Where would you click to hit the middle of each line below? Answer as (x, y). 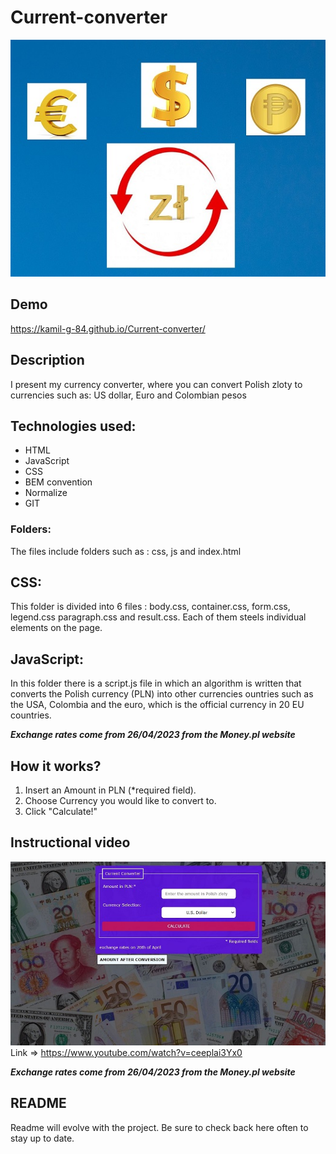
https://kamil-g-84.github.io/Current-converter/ (108, 328)
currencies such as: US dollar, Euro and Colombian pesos (128, 395)
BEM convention (58, 482)
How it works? (56, 766)
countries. (31, 715)
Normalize (46, 493)
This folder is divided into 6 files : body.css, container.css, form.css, (150, 607)
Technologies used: (73, 426)
